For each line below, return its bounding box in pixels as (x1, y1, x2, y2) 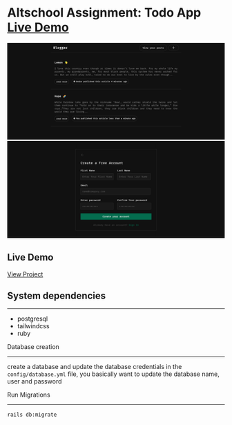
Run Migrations (7, 390, 50, 399)
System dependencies (7, 290, 106, 302)
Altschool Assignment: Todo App (7, 5, 202, 21)
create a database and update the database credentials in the (7, 363, 182, 371)
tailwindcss (17, 322, 50, 330)
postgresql (17, 314, 48, 323)
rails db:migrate (7, 411, 57, 419)
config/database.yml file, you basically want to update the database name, (7, 370, 220, 378)
